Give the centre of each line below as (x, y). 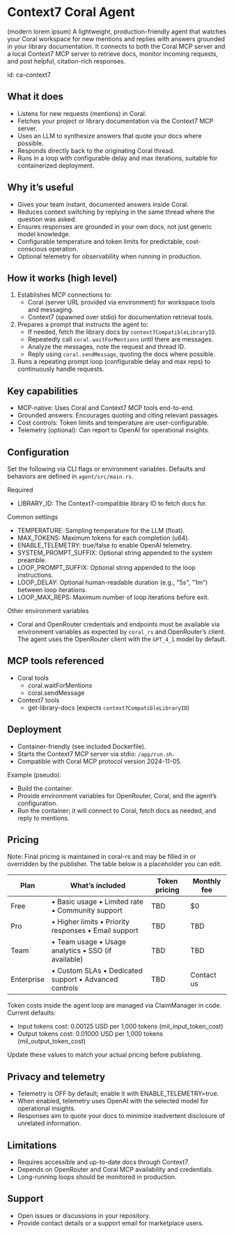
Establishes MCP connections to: (65, 295)
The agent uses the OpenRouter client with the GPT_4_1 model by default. (122, 639)
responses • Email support (95, 931)
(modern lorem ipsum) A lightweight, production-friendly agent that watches (117, 31)
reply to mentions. (43, 818)
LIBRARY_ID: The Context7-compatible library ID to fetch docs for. (112, 503)
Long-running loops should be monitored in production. (97, 1177)
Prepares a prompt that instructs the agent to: (83, 325)
